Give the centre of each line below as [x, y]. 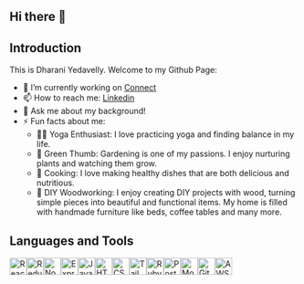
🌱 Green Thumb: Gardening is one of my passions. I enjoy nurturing [163, 154]
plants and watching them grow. [96, 163]
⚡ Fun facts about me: [64, 121]
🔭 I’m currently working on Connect [89, 88]
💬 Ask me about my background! [84, 111]
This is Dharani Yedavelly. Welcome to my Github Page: [113, 70]
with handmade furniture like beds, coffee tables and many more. [159, 212]
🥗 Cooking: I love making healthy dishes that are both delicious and [162, 174]
